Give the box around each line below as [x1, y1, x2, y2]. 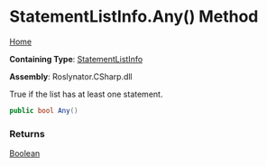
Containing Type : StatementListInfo [9, 53, 143, 64]
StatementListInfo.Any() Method [9, 6, 259, 27]
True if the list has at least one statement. [9, 88, 163, 99]
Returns [9, 127, 45, 140]
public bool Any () [9, 106, 78, 115]
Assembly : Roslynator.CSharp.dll [9, 70, 133, 82]
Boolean [9, 148, 41, 159]
